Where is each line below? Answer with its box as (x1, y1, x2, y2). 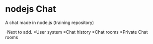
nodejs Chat (5, 3, 56, 15)
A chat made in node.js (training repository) (5, 20, 94, 25)
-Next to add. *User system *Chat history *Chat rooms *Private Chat (5, 29, 148, 35)
